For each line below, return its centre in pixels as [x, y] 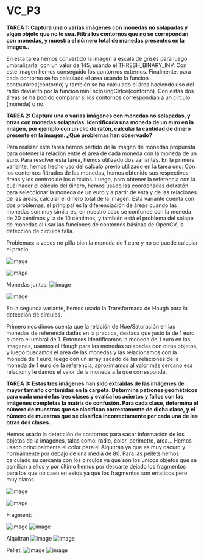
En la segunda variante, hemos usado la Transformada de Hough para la [97, 308]
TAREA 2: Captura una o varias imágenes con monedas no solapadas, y [98, 116]
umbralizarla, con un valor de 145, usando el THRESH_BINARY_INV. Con [97, 65]
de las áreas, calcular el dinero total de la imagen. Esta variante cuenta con [100, 198]
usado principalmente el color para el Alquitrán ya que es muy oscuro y [96, 447]
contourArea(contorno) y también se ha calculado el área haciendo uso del [100, 84]
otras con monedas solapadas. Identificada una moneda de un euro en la [100, 122]
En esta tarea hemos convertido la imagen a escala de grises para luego [97, 58]
